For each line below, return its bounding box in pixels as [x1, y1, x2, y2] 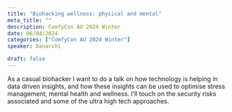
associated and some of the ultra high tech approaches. [7, 97, 169, 105]
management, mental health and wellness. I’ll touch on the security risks [7, 89, 217, 98]
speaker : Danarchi [7, 43, 61, 50]
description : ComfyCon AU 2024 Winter [7, 23, 121, 30]
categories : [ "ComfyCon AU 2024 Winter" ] [7, 36, 131, 43]
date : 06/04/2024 [7, 29, 58, 37]
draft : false [7, 55, 46, 63]
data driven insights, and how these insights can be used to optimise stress [7, 82, 226, 90]
